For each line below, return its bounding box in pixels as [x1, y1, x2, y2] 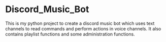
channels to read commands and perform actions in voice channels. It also [5, 25, 161, 31]
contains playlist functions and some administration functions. [5, 31, 136, 37]
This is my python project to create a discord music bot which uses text [5, 20, 155, 26]
